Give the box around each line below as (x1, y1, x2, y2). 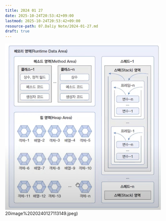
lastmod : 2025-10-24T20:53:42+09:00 (5, 18, 81, 23)
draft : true (5, 29, 30, 34)
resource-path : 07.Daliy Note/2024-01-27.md (5, 24, 98, 29)
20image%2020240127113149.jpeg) (5, 210, 78, 216)
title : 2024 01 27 (5, 8, 43, 13)
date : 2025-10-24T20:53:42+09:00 (5, 13, 74, 18)
